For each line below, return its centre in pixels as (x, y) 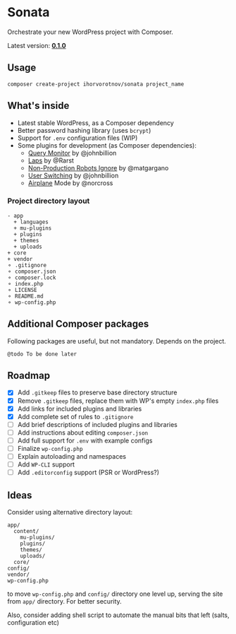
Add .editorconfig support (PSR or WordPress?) (88, 472)
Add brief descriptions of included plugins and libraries (98, 424)
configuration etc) (33, 622)
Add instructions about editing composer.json (83, 433)
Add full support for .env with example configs (85, 440)
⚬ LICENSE (22, 290)
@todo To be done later (42, 354)
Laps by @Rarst (51, 160)
